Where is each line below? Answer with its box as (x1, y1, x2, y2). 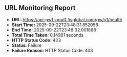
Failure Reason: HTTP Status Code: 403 (11, 47, 93, 53)
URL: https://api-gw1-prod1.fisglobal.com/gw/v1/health (11, 16, 123, 22)
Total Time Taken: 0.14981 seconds (11, 32, 84, 38)
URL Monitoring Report (4, 4, 76, 12)
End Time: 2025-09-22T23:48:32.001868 (11, 27, 96, 33)
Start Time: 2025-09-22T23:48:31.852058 (11, 22, 99, 28)
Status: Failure (11, 42, 42, 48)
